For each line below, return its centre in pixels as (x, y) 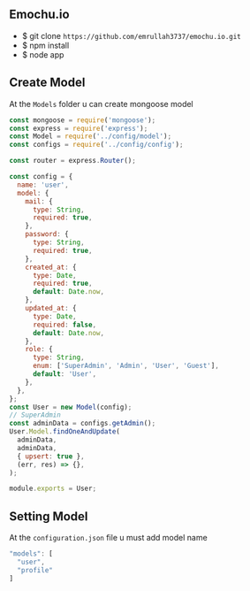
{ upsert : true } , (51, 456)
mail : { (39, 201)
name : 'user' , (43, 185)
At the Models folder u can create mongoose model (102, 104)
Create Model (47, 83)
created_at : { (51, 267)
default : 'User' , (64, 374)
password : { (47, 234)
